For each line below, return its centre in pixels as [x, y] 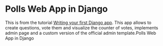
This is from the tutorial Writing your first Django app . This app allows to [78, 23]
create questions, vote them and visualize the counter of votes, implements [82, 27]
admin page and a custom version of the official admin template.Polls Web [81, 33]
